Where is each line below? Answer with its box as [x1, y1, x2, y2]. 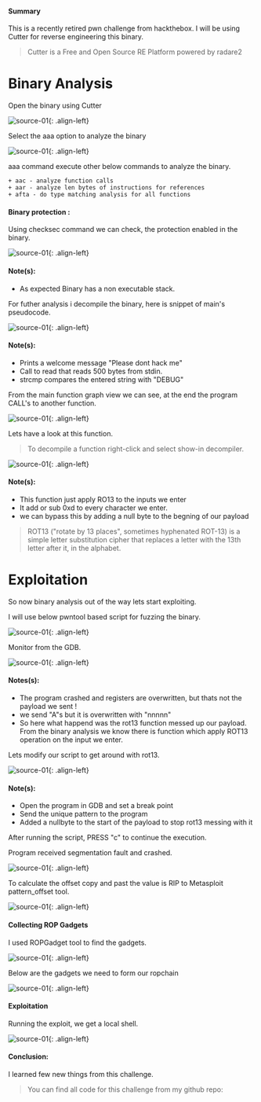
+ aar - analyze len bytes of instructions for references [8, 184, 205, 192]
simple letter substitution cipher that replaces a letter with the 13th [27, 534, 241, 544]
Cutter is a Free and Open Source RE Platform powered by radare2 [27, 47, 243, 57]
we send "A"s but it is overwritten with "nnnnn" [19, 710, 172, 719]
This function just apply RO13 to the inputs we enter [19, 494, 187, 504]
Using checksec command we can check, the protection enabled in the [8, 225, 238, 234]
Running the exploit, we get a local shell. [8, 1019, 139, 1028]
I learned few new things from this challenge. [8, 1069, 154, 1078]
